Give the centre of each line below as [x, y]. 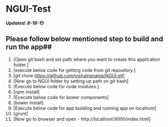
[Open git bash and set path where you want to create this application [87, 59]
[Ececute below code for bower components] [61, 97]
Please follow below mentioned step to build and [85, 39]
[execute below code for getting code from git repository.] [74, 70]
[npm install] [26, 92]
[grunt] [20, 113]
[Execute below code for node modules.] [56, 86]
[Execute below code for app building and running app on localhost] [85, 108]
